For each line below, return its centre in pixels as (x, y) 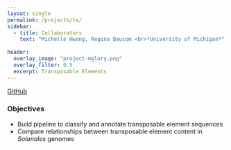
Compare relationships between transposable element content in (110, 131)
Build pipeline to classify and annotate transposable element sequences (120, 124)
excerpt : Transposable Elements (60, 71)
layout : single (29, 13)
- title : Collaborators (48, 33)
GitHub (17, 91)
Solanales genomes (46, 138)
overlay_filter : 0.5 (43, 65)
